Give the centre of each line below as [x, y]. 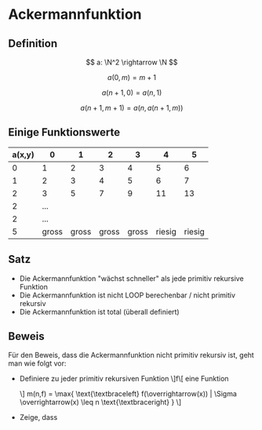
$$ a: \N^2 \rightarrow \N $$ [132, 62]
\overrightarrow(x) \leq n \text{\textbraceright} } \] [100, 403]
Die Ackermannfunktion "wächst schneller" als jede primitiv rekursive [132, 278]
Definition [33, 44]
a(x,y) [23, 155]
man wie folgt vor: [37, 363]
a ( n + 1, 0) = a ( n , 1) [132, 93]
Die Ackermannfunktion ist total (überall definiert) [99, 312]
